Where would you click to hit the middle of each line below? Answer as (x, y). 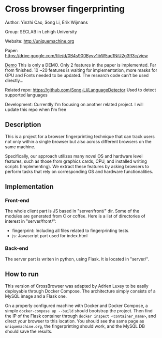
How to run (22, 274)
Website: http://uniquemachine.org (40, 41)
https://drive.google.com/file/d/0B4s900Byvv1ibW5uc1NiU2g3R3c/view (77, 55)
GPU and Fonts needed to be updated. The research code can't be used (77, 75)
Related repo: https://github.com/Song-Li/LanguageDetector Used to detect (81, 90)
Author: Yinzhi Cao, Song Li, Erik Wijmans (46, 22)
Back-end (17, 248)
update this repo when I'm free (36, 109)
